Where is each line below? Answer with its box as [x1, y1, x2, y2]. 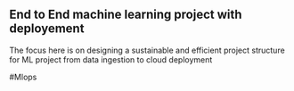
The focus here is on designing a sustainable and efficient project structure [9, 45, 285, 55]
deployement [9, 21, 85, 37]
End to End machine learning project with [9, 7, 242, 22]
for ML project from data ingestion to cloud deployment [9, 54, 213, 65]
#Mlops [9, 71, 37, 82]
